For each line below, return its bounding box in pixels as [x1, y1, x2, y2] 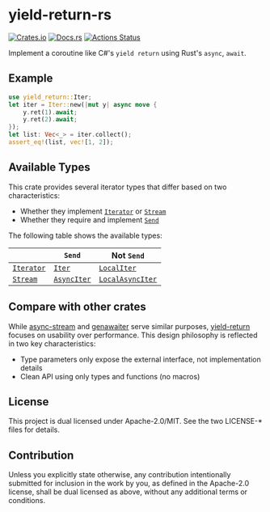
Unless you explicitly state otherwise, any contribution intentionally [8, 470, 231, 480]
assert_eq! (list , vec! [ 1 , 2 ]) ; [8, 138, 114, 146]
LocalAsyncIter [99, 274, 158, 284]
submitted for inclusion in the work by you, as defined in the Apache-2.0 [8, 479, 249, 489]
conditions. [8, 496, 46, 506]
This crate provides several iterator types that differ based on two [8, 182, 227, 192]
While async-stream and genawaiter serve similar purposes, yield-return [8, 321, 251, 331]
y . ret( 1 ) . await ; [23, 108, 78, 116]
